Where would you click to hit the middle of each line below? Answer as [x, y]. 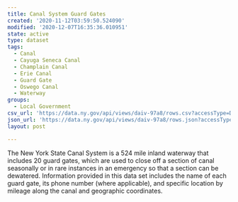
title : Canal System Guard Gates [57, 14]
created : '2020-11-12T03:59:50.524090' [66, 21]
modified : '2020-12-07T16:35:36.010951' [68, 27]
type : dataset [28, 41]
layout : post [27, 126]
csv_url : [20, 113]
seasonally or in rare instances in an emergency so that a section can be [113, 168]
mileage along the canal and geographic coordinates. [85, 191]
